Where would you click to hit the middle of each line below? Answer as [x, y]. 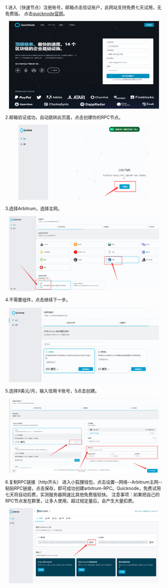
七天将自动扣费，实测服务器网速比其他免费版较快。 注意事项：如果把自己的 [82, 495]
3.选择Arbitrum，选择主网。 [34, 209]
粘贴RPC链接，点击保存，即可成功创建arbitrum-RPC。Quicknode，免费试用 [83, 488]
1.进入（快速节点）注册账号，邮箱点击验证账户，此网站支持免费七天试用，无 [83, 7]
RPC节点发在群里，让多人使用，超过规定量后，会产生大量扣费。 [71, 501]
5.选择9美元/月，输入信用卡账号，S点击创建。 [52, 391]
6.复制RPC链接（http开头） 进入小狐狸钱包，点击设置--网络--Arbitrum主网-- [84, 482]
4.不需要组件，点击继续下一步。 [38, 300]
